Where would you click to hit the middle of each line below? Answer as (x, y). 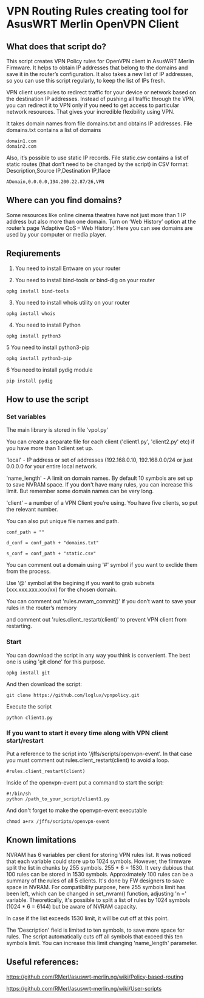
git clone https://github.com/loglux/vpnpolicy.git (73, 695)
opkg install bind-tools (38, 291)
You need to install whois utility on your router (73, 302)
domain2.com (21, 147)
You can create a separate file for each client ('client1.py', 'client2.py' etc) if (100, 442)
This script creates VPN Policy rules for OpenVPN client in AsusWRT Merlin (100, 61)
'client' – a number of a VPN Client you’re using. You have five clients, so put (102, 503)
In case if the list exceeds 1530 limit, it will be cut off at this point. (87, 918)
